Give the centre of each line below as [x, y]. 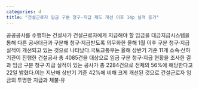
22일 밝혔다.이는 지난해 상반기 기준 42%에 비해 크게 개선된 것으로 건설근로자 [96, 72]
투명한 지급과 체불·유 [41, 80]
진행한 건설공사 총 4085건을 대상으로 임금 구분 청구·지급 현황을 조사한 [103, 57]
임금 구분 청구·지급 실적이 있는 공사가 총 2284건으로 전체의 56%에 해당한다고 [102, 65]
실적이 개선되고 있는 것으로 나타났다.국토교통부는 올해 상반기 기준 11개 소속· [94, 50]
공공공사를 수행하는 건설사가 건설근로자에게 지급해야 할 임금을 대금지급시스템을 [98, 35]
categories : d [24, 12]
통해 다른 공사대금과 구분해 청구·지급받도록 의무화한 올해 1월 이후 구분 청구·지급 [98, 42]
